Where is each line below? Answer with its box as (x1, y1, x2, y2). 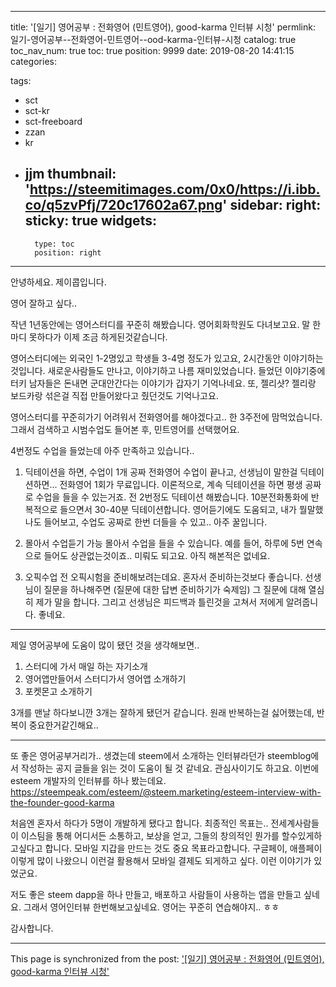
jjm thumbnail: (24, 166, 117, 183)
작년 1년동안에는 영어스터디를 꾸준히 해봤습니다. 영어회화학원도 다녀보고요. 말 (10, 318, 311, 330)
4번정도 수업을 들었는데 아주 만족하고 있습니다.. (10, 444, 195, 456)
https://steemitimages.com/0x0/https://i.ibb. (29, 181, 321, 198)
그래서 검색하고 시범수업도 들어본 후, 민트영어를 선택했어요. (10, 423, 240, 435)
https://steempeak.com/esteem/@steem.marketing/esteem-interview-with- (10, 786, 322, 798)
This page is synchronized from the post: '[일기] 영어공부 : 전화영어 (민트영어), (10, 952, 325, 965)
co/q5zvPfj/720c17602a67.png (24, 197, 223, 214)
